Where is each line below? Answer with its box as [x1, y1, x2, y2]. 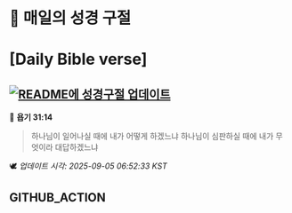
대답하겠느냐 [54, 142, 99, 153]
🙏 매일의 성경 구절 [9, 8, 132, 28]
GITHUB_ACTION [9, 190, 107, 205]
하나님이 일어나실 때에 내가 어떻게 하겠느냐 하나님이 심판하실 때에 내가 [30, 130, 274, 142]
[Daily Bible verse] [9, 50, 148, 69]
